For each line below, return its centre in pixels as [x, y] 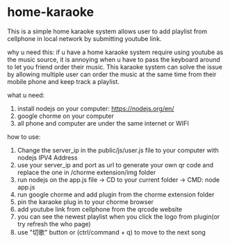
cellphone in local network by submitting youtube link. [84, 38]
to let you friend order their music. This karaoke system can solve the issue [115, 67]
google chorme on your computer [66, 116]
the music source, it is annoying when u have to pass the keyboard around [114, 59]
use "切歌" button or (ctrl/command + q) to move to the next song [112, 232]
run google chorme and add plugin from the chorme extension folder [116, 194]
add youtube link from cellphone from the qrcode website [100, 209]
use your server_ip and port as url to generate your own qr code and [115, 165]
